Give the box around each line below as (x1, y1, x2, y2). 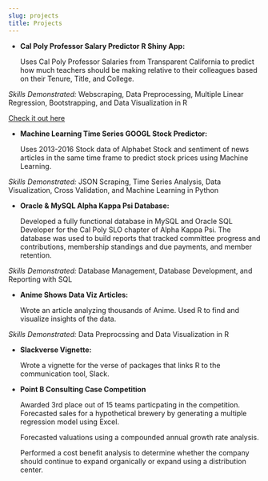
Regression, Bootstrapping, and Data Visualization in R (8, 98, 188, 107)
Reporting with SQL (8, 274, 73, 284)
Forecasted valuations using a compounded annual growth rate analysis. (19, 432, 259, 442)
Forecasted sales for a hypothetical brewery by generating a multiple (19, 408, 247, 418)
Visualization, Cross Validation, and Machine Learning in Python (8, 185, 218, 194)
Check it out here (8, 113, 66, 122)
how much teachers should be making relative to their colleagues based (19, 65, 258, 74)
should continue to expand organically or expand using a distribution (19, 456, 246, 466)
